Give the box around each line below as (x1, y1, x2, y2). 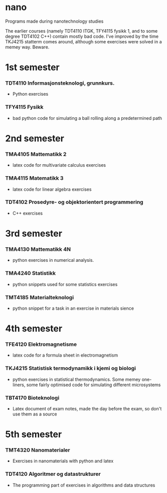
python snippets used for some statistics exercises (12, 281, 118, 287)
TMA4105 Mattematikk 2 (5, 151, 67, 158)
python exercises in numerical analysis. (12, 257, 94, 263)
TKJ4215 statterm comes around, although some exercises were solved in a (5, 38, 162, 44)
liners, (12, 382, 26, 388)
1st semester (5, 62, 60, 73)
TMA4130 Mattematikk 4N (5, 246, 71, 253)
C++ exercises (12, 210, 43, 216)
